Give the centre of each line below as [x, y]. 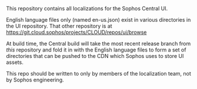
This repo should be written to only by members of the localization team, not [98, 73]
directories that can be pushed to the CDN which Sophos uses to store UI [95, 56]
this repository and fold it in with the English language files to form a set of [96, 50]
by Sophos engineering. [35, 80]
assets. [15, 62]
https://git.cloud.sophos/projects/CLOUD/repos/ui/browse [76, 32]
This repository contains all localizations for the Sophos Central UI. [87, 8]
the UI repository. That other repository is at [59, 26]
